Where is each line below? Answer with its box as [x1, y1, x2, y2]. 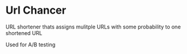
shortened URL [5, 29, 43, 36]
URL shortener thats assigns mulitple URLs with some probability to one [5, 23, 181, 30]
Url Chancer [5, 4, 66, 17]
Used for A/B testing [5, 41, 56, 48]
